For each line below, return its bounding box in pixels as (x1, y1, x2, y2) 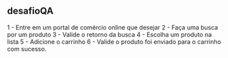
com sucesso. (7, 45, 47, 53)
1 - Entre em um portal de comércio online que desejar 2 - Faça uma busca (7, 23, 218, 31)
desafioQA (7, 5, 53, 17)
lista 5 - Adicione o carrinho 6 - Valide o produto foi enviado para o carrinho (7, 37, 221, 46)
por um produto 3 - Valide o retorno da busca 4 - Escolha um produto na (7, 30, 212, 38)
